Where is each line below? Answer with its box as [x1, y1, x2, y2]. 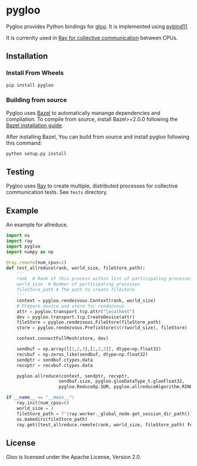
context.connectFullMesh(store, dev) [16, 335, 109, 342]
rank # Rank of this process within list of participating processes [16, 276, 193, 282]
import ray [6, 238, 33, 244]
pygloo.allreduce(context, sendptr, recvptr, [16, 373, 130, 379]
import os [6, 233, 30, 239]
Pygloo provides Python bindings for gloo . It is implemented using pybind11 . [6, 23, 189, 30]
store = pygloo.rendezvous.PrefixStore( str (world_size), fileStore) [16, 325, 188, 331]
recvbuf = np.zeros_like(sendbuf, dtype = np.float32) [16, 351, 148, 358]
